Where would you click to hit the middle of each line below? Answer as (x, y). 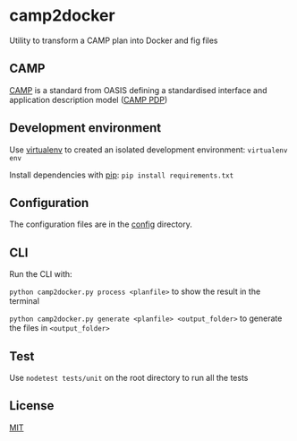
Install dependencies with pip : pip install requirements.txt (122, 175)
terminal (25, 301)
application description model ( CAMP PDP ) (89, 99)
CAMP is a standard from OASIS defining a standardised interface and (138, 90)
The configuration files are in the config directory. (101, 224)
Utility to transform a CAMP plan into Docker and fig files (114, 40)
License (32, 406)
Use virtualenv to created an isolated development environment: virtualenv (148, 150)
